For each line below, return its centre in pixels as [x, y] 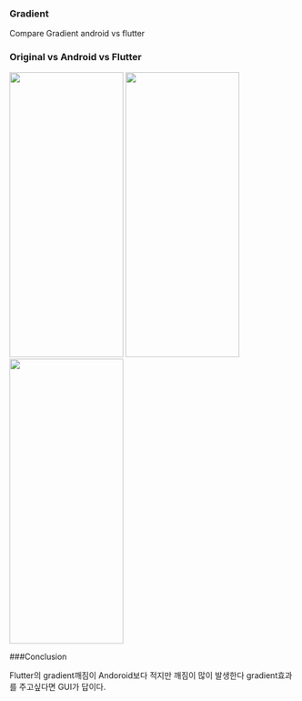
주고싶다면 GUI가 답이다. [62, 686]
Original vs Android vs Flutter [76, 57]
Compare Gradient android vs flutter [77, 34]
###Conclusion [38, 656]
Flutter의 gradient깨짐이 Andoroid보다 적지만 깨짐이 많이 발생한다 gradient [144, 675]
